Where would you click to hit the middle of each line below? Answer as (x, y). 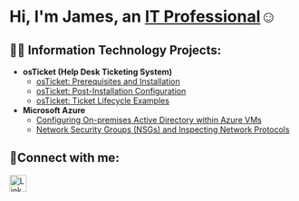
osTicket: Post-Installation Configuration (111, 91)
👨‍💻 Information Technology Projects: (116, 50)
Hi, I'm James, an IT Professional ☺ (143, 17)
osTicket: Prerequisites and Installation (108, 81)
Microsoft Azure (54, 110)
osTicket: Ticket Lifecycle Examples (103, 100)
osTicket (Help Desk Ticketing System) (97, 72)
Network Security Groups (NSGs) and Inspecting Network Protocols (163, 129)
